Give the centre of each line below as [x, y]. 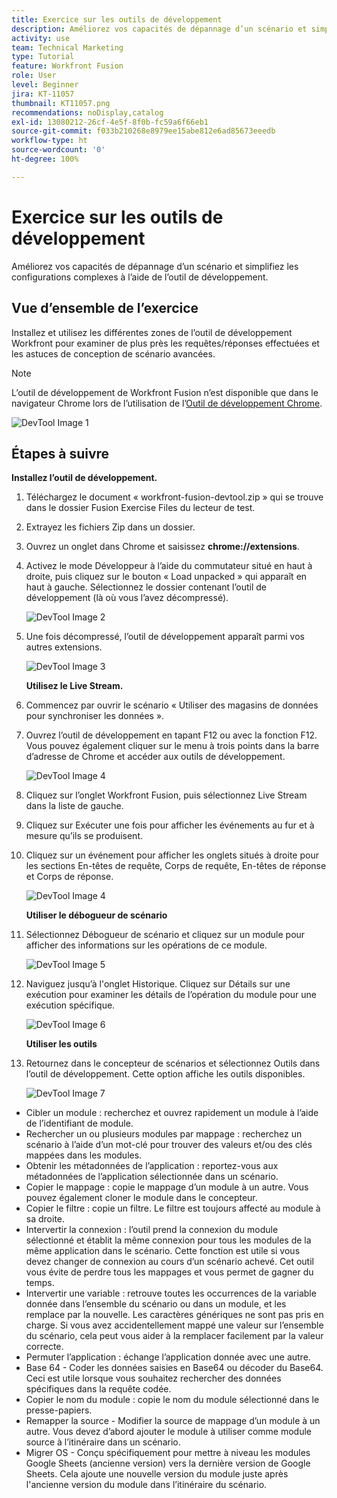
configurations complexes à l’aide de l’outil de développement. [140, 277]
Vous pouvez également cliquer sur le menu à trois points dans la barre [172, 746]
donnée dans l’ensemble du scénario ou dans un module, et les [156, 1304]
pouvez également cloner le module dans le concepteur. [141, 1198]
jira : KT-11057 [43, 94]
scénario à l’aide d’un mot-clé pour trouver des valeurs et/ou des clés [169, 1145]
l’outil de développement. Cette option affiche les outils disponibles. [165, 1074]
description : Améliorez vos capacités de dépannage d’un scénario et [159, 29]
